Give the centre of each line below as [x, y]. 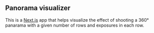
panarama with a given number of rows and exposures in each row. [75, 25]
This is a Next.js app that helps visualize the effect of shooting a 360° [77, 20]
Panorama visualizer [38, 8]
